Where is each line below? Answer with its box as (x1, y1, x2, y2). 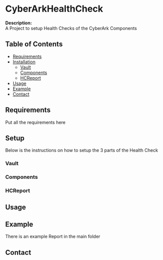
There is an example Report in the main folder (5, 234, 100, 240)
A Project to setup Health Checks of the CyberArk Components (5, 25, 137, 31)
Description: (5, 20, 32, 26)
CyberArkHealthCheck (5, 3, 103, 15)
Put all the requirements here (5, 119, 66, 125)
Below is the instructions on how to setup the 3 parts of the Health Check (5, 147, 158, 154)
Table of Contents (5, 40, 63, 49)
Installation (12, 59, 36, 65)
